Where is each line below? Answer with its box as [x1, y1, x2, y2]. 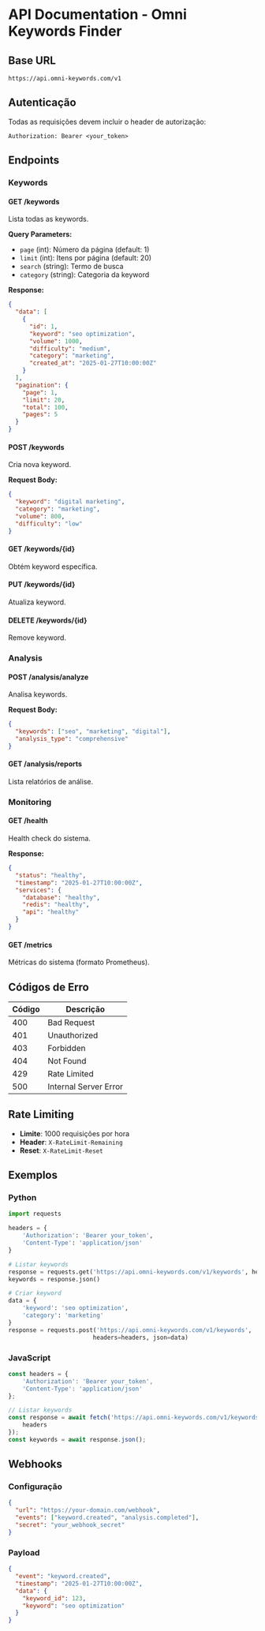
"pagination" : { [15, 381, 69, 389]
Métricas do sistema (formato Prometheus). [8, 957, 150, 967]
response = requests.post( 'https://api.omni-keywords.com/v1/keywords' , [8, 1326, 252, 1334]
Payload [8, 1547, 40, 1558]
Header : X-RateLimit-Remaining [19, 1137, 124, 1147]
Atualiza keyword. [8, 597, 66, 607]
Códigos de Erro [8, 980, 89, 993]
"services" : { [15, 886, 62, 894]
